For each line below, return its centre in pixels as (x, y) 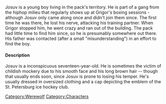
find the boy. (18, 44)
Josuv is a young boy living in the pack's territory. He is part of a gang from (82, 7)
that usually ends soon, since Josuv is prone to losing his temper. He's (77, 76)
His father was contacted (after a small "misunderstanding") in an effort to (81, 38)
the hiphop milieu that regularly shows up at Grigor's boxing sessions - (77, 12)
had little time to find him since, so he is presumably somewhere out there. (81, 33)
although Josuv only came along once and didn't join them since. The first (81, 17)
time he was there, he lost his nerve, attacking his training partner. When (79, 23)
